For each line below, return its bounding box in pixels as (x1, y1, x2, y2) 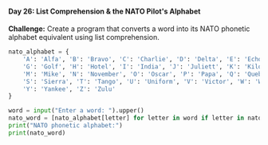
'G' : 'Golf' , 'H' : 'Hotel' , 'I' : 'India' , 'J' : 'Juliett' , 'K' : (22, 62, 241, 71)
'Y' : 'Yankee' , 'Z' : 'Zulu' (22, 84, 116, 93)
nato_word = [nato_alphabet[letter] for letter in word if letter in (8, 114, 245, 123)
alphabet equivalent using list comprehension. (8, 33, 160, 42)
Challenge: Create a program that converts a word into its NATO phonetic (8, 24, 250, 33)
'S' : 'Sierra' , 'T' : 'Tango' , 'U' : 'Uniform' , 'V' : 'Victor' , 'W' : (22, 77, 251, 85)
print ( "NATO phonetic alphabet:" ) (8, 122, 124, 130)
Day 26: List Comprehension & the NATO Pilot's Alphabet (8, 6, 201, 16)
